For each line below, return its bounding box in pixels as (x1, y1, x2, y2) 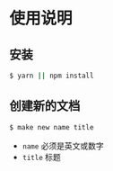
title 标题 (22, 151, 61, 162)
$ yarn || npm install (9, 71, 94, 80)
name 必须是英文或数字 (22, 140, 105, 151)
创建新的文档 (9, 98, 81, 113)
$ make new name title (9, 122, 94, 131)
